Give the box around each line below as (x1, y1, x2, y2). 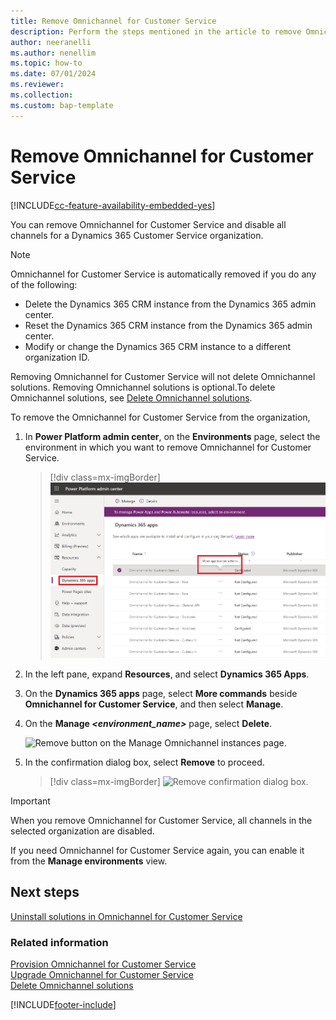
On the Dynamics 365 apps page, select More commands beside (24, 687, 298, 699)
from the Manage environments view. (10, 855, 168, 867)
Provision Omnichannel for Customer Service (10, 958, 197, 970)
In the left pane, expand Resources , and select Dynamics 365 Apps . (24, 668, 310, 680)
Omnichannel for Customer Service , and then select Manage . (24, 698, 284, 710)
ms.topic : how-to (10, 58, 83, 69)
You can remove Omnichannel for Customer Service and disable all (10, 218, 287, 230)
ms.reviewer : (10, 80, 65, 90)
